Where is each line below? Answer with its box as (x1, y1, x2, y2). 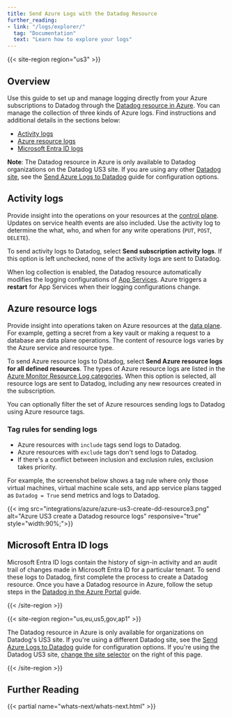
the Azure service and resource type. (7, 343, 114, 352)
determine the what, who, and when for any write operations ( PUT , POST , (7, 226, 212, 234)
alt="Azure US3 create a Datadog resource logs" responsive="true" (7, 512, 201, 520)
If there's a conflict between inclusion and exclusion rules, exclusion (17, 455, 214, 464)
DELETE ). (7, 233, 31, 242)
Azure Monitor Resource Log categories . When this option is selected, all (7, 372, 217, 380)
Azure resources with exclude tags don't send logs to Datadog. (17, 448, 199, 456)
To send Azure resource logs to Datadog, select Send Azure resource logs (7, 356, 223, 365)
